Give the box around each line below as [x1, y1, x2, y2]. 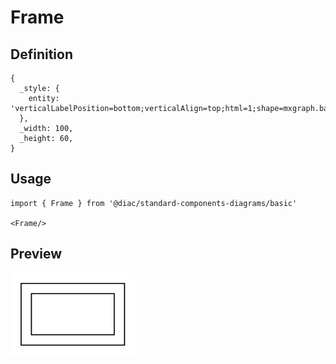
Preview [10, 246, 63, 263]
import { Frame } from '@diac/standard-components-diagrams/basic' [10, 198, 298, 208]
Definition [10, 46, 73, 63]
